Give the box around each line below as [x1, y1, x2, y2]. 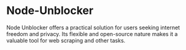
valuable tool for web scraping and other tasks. [6, 37, 126, 44]
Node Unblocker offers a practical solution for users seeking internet [6, 24, 180, 31]
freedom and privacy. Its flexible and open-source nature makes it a [6, 30, 178, 37]
